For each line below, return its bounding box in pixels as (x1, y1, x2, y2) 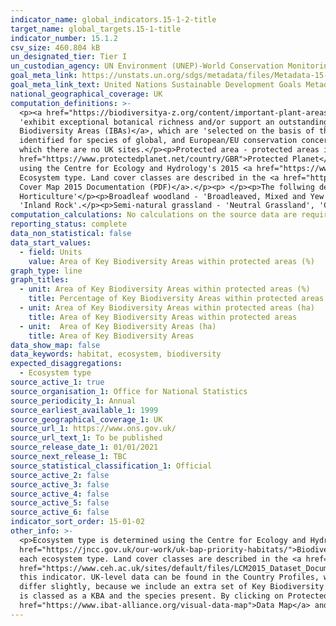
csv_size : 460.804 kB (10, 42, 101, 53)
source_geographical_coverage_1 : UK (10, 414, 163, 425)
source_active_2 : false (10, 470, 110, 480)
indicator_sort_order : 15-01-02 (10, 517, 145, 527)
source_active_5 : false (10, 498, 110, 508)
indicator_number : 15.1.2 (10, 33, 118, 43)
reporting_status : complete (10, 219, 128, 230)
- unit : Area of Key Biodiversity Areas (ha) (19, 321, 217, 331)
